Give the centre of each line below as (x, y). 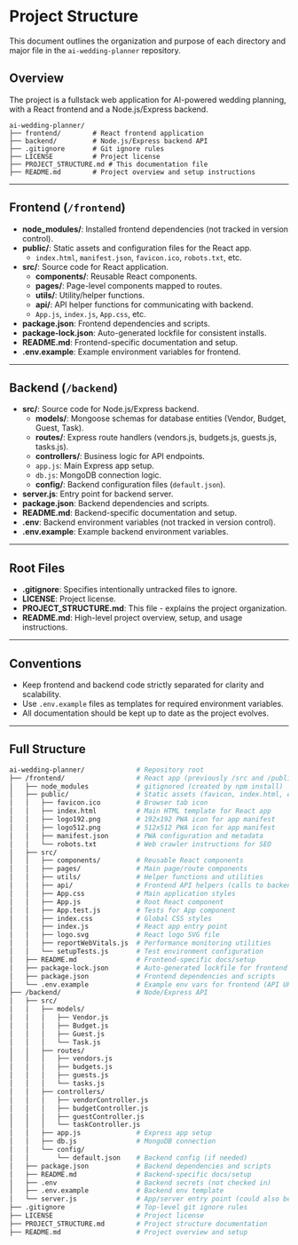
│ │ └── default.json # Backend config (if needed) (129, 1158)
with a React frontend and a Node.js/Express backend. (109, 109)
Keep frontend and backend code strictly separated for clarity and (143, 685)
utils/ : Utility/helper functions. (90, 295)
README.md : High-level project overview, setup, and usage (132, 618)
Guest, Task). (59, 428)
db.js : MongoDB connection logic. (98, 475)
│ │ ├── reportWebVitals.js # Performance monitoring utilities (141, 943)
